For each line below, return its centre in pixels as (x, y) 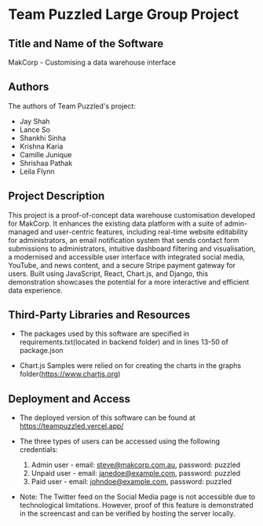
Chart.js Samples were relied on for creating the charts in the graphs (130, 366)
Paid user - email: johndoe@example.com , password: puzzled (131, 482)
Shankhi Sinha (43, 138)
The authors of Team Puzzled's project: (72, 106)
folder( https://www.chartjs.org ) (70, 374)
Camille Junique (46, 154)
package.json (42, 351)
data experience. (35, 290)
